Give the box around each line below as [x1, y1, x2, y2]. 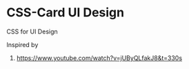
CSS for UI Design [6, 27, 58, 36]
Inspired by [6, 40, 39, 49]
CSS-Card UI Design [6, 5, 125, 20]
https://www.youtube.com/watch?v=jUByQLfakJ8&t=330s [16, 53, 183, 62]
